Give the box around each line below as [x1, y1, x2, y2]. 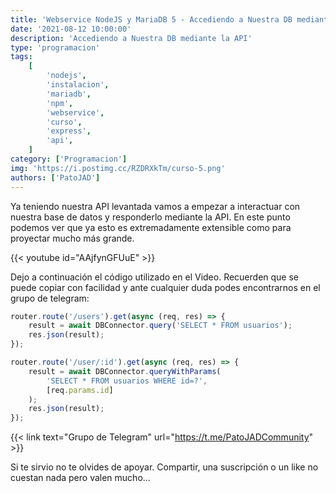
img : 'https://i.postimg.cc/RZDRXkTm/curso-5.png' [10, 163, 226, 173]
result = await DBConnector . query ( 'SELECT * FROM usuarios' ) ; [28, 321, 293, 331]
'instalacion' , [46, 80, 110, 90]
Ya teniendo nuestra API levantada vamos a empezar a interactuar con [10, 200, 301, 212]
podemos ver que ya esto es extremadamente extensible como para [10, 221, 292, 233]
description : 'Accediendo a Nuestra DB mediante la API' [10, 33, 253, 43]
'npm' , [46, 98, 74, 108]
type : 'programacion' [10, 42, 101, 53]
